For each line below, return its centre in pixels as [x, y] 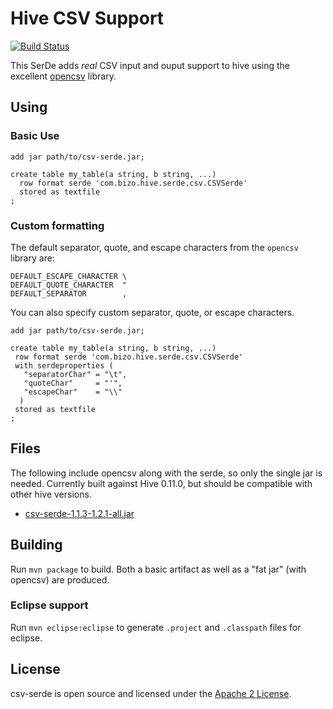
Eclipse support [49, 605]
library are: [32, 258]
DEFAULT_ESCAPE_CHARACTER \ [69, 276]
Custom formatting [57, 225]
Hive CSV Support [87, 18]
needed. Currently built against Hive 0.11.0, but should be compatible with [161, 483]
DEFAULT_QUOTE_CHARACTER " [69, 285]
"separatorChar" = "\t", [75, 374]
